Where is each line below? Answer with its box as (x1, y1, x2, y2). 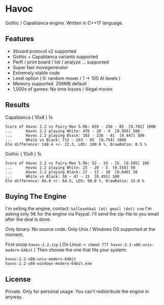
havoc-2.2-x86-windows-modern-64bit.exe (5, 261, 93, 266)
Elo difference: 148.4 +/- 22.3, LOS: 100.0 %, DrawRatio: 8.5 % (5, 142, 147, 147)
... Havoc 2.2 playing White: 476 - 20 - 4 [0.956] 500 (5, 128, 140, 134)
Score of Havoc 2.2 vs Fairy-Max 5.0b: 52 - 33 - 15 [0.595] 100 (5, 161, 149, 166)
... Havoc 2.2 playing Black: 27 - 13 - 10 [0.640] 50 (5, 169, 138, 174)
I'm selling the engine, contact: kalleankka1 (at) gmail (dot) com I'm (5, 205, 152, 211)
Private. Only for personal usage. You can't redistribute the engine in (5, 288, 149, 295)
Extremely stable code (12, 70, 60, 76)
